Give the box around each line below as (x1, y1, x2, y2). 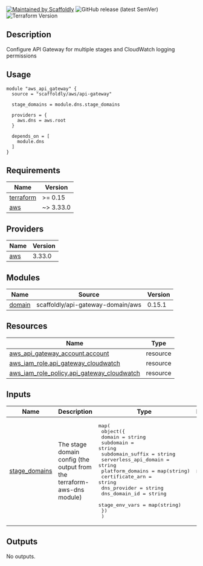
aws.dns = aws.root (17, 117, 66, 123)
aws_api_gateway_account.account (9, 349, 109, 358)
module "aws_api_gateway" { (6, 85, 77, 92)
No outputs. (6, 553, 36, 560)
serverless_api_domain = (101, 456, 170, 463)
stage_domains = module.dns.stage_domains (11, 101, 120, 108)
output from (58, 463, 92, 471)
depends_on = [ (11, 133, 50, 139)
